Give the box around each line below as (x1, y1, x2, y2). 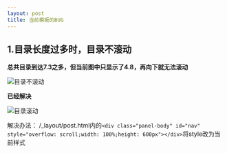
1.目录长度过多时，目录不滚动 (7, 43, 132, 55)
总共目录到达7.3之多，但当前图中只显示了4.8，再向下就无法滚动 (7, 63, 188, 71)
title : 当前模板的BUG (7, 16, 64, 23)
